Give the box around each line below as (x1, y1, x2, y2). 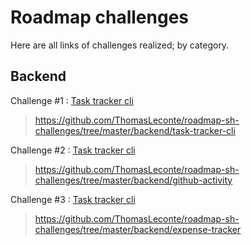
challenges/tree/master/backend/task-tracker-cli (34, 124, 236, 136)
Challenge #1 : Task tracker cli (10, 94, 134, 106)
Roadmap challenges (10, 6, 189, 29)
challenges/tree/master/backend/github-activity (34, 174, 233, 186)
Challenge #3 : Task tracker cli (10, 193, 136, 205)
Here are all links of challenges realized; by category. (10, 39, 230, 51)
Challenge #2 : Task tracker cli (10, 144, 136, 156)
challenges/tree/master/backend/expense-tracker (34, 223, 242, 235)
